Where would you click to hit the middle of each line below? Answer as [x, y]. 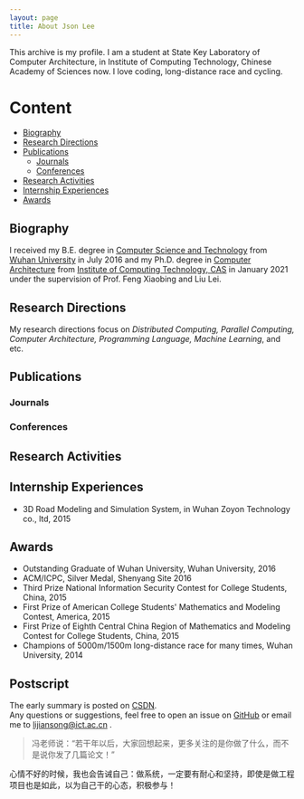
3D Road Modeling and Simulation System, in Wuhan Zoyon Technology [157, 509]
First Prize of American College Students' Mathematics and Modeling [151, 607]
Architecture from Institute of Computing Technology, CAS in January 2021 [149, 270]
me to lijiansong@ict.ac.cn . [61, 725]
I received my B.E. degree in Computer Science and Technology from [138, 251]
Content [41, 107]
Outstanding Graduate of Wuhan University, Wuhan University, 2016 [149, 569]
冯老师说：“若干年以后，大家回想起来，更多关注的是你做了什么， [152, 744]
